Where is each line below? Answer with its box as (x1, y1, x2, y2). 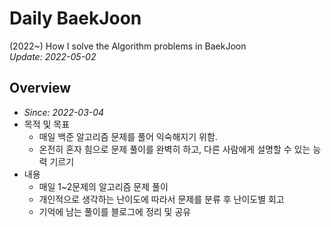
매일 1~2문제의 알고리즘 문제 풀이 (38, 180, 169, 192)
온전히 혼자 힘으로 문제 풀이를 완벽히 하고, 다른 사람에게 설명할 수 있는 (38, 143, 311, 155)
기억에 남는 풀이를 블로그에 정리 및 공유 (38, 205, 192, 217)
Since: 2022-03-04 (23, 106, 105, 118)
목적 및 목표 (23, 118, 71, 130)
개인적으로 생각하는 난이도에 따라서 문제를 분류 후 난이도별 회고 (38, 193, 285, 205)
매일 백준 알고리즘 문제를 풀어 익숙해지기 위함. (38, 130, 218, 142)
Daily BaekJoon (9, 7, 142, 30)
